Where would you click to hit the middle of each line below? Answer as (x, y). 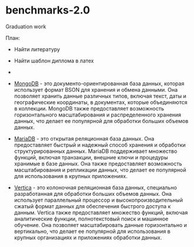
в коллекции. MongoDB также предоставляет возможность (89, 108)
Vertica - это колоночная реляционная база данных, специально (96, 187)
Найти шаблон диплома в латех (54, 61)
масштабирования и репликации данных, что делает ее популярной (100, 170)
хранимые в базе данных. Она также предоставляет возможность (98, 163)
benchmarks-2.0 (48, 10)
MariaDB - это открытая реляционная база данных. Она (84, 138)
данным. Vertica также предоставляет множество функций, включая (101, 212)
